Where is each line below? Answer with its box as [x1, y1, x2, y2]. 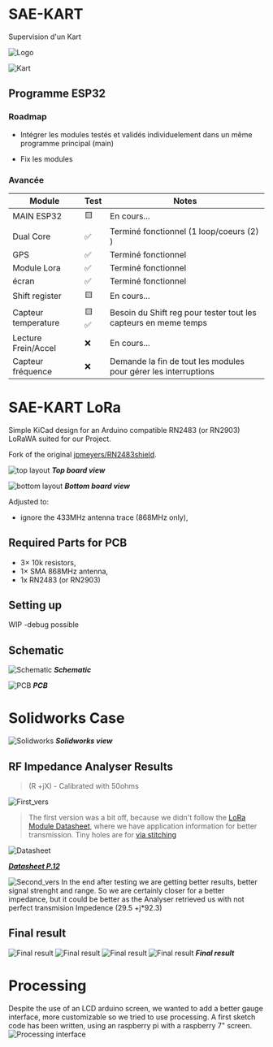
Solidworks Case [8, 709, 125, 728]
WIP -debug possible [8, 620, 80, 629]
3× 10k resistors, [19, 557, 76, 567]
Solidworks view [55, 736, 113, 746]
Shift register [12, 290, 63, 301]
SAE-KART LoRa [8, 399, 122, 417]
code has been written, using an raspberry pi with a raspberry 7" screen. [8, 1020, 253, 1030]
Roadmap [8, 111, 47, 123]
